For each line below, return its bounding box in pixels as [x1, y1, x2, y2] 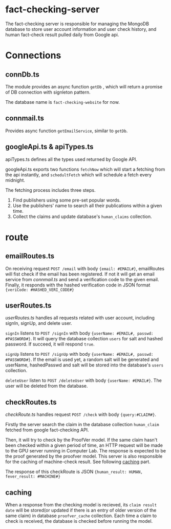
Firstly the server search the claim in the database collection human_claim [5, 422, 159, 428]
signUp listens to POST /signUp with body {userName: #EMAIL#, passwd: [5, 351, 154, 357]
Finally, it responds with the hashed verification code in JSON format [5, 282, 151, 288]
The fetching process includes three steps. [5, 187, 96, 193]
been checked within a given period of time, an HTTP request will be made [5, 442, 163, 448]
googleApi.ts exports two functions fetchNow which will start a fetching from [5, 166, 165, 172]
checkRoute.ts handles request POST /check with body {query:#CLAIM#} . [5, 411, 157, 417]
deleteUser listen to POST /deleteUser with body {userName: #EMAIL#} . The [5, 377, 162, 384]
